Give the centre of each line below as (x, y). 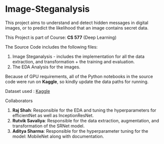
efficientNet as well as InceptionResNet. (53, 115)
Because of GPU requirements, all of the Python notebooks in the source (79, 76)
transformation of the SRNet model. (48, 126)
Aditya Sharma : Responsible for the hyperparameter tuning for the (80, 131)
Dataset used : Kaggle (28, 91)
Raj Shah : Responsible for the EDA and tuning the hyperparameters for (84, 110)
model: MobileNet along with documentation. (58, 136)
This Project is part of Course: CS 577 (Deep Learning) (61, 37)
